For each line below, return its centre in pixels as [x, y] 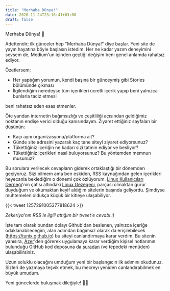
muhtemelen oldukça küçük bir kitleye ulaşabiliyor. [58, 196]
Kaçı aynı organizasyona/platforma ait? [53, 137]
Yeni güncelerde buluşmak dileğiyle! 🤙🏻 [47, 283]
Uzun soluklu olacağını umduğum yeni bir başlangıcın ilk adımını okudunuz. [84, 262]
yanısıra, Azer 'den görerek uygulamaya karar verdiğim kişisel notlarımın [80, 241]
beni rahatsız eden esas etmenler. [41, 106]
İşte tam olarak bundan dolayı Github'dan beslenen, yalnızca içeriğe [77, 225]
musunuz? [23, 158]
